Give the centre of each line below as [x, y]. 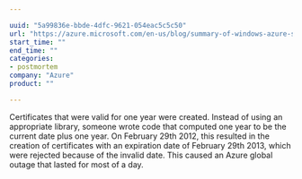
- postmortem [34, 67]
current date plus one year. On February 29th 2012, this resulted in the [139, 136]
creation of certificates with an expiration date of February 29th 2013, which [150, 145]
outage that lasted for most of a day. [76, 164]
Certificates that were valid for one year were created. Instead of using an [146, 116]
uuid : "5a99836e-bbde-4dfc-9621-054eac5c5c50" [98, 25]
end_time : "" [34, 50]
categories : [31, 59]
